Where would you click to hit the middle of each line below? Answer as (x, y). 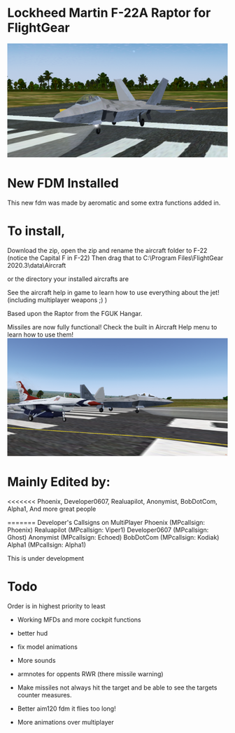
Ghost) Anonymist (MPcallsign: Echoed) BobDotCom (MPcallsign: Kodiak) (113, 537)
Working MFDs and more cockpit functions (79, 620)
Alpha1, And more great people (52, 509)
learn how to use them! (40, 335)
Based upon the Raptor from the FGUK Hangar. (75, 314)
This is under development (46, 559)
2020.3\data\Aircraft (37, 266)
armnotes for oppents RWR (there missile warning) (90, 674)
